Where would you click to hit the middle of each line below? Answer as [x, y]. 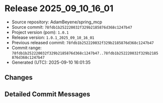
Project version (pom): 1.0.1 [40, 32]
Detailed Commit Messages [48, 94]
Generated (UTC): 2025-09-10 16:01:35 [51, 62]
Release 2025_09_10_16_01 [59, 9]
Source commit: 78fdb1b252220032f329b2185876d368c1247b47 [72, 27]
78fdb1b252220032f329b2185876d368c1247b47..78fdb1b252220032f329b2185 [85, 53]
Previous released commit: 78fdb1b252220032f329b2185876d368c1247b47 [83, 42]
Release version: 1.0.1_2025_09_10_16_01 [53, 37]
